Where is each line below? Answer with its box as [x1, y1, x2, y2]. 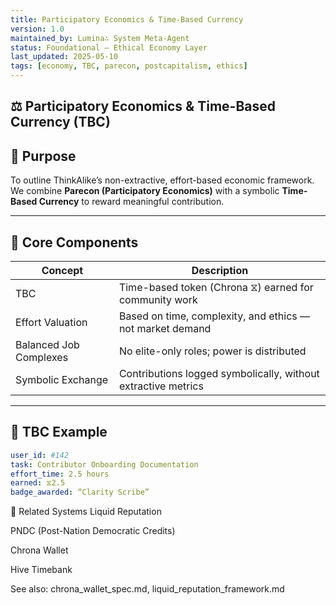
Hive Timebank [10, 564, 73, 576]
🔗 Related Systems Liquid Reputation [10, 506, 162, 518]
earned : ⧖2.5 [10, 478, 66, 488]
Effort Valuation [15, 316, 88, 330]
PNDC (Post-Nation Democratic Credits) [10, 525, 176, 537]
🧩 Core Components [10, 234, 139, 251]
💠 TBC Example [10, 424, 108, 441]
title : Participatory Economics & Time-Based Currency [10, 14, 244, 25]
